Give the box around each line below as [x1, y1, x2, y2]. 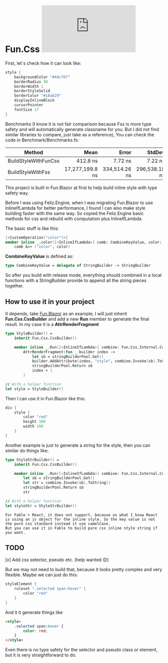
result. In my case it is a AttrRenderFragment [5, 321, 99, 327]
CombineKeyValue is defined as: [5, 253, 74, 259]
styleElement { [5, 582, 37, 587]
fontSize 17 [14, 107, 39, 112]
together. [5, 283, 24, 289]
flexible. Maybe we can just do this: [5, 572, 78, 578]
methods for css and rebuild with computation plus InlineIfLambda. [5, 216, 143, 222]
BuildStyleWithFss [7, 169, 50, 176]
